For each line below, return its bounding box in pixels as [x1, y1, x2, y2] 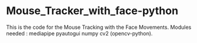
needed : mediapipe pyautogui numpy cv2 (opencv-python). [6, 29, 153, 37]
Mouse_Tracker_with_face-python [6, 4, 179, 18]
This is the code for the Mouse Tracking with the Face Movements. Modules [6, 24, 192, 31]
